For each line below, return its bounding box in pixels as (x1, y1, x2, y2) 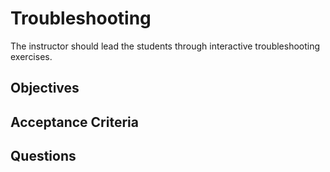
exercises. (10, 50, 53, 62)
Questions (10, 148, 77, 165)
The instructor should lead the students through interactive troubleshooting (10, 40, 321, 52)
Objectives (10, 80, 80, 97)
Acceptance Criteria (10, 113, 139, 131)
